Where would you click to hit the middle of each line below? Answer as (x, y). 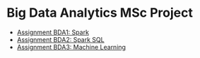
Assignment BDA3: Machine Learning (71, 47)
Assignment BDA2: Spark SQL (60, 39)
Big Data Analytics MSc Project (100, 13)
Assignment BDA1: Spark (53, 32)
